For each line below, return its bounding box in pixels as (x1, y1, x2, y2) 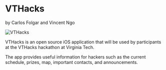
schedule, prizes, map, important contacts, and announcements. (5, 59, 138, 65)
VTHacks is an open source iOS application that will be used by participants (5, 38, 161, 45)
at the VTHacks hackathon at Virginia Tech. (5, 44, 94, 50)
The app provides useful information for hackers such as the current (5, 53, 146, 60)
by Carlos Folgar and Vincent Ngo (5, 19, 75, 25)
